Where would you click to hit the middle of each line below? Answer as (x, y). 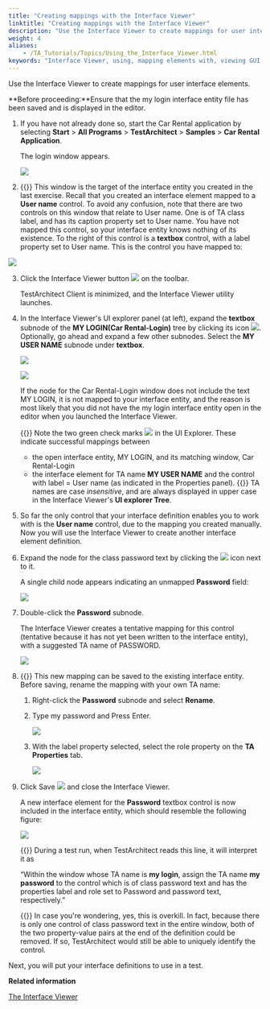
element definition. (51, 541)
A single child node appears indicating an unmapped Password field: (134, 581)
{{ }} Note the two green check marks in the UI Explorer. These (128, 432)
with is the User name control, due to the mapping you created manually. (141, 523)
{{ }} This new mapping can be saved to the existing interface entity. (132, 676)
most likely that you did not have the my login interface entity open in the (141, 407)
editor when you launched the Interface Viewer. (98, 416)
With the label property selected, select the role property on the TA (143, 746)
